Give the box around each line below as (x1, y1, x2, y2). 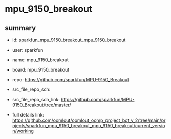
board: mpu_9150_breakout (12, 67, 70, 73)
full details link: (12, 112, 45, 118)
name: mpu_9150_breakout (12, 57, 69, 63)
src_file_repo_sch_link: (12, 97, 60, 102)
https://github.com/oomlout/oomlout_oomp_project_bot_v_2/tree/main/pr (12, 117, 166, 123)
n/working (12, 128, 34, 134)
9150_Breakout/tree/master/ (12, 102, 71, 108)
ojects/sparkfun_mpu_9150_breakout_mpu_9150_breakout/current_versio (12, 123, 165, 128)
